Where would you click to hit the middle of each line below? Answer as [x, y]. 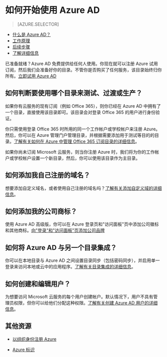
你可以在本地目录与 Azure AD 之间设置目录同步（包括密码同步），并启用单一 [83, 260]
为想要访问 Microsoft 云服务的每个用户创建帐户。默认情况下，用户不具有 [79, 297]
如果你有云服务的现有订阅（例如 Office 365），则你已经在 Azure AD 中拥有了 [83, 106]
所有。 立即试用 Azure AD [31, 76]
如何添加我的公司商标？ [41, 211]
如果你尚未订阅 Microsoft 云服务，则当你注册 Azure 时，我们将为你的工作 [80, 152]
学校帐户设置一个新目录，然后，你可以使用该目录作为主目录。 [77, 158]
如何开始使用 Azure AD [53, 10]
